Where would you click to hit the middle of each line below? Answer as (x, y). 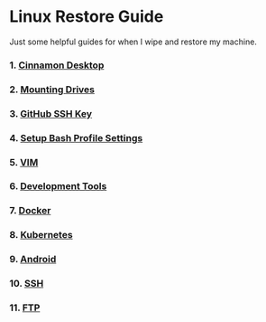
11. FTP (25, 308)
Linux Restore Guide (87, 17)
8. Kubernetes (41, 235)
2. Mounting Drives (52, 90)
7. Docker (30, 211)
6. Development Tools (58, 186)
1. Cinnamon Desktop (57, 65)
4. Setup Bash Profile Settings (76, 137)
